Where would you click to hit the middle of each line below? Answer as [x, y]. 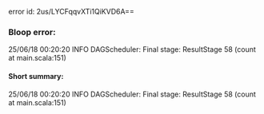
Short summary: [36, 76]
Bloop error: [32, 32]
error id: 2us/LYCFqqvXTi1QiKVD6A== [71, 12]
